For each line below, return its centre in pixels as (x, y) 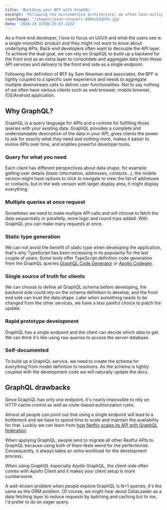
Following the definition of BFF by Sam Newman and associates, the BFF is (82, 74)
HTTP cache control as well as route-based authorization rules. (70, 405)
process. (14, 456)
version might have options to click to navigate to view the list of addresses (82, 179)
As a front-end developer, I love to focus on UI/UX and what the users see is (83, 38)
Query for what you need (36, 157)
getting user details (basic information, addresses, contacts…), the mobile (81, 173)
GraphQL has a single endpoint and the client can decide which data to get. (83, 332)
